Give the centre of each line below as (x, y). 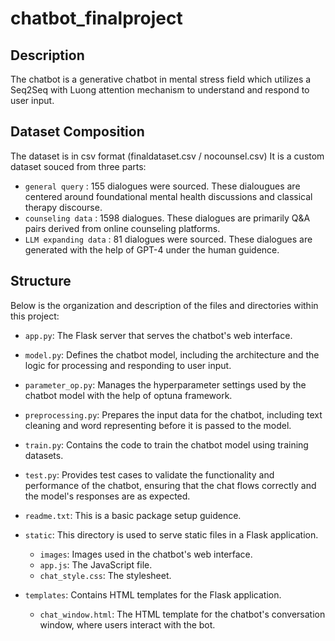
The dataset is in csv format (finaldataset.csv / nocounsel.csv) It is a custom (167, 156)
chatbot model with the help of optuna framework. (128, 395)
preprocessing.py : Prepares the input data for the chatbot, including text (173, 414)
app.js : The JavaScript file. (96, 564)
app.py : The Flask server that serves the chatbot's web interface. (158, 335)
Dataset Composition (77, 132)
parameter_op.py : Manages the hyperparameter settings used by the (165, 384)
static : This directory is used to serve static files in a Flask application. (171, 534)
